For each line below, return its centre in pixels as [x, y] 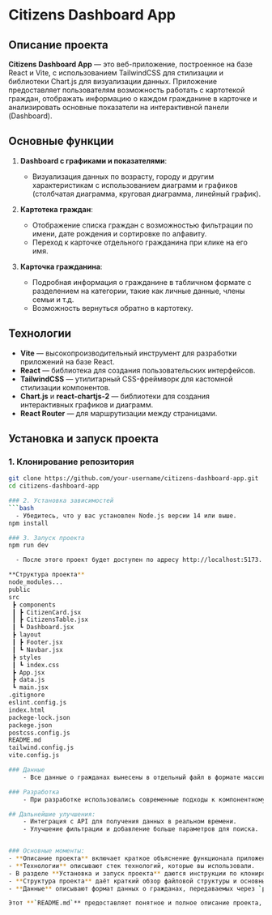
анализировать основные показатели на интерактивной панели [119, 107]
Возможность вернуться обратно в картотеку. [113, 308]
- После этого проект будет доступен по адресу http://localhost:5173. [139, 560]
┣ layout [27, 635]
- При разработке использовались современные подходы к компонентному [144, 799]
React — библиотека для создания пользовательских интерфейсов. [138, 370]
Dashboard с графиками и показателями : [93, 160]
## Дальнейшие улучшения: [52, 814]
